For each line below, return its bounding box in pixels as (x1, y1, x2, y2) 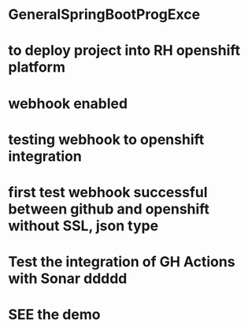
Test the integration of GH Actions (8, 253, 235, 271)
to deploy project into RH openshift (8, 42, 241, 60)
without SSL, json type (8, 217, 159, 234)
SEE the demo (8, 306, 101, 324)
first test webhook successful (8, 183, 208, 201)
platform (8, 58, 65, 76)
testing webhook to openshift (8, 130, 205, 148)
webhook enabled (8, 95, 128, 112)
